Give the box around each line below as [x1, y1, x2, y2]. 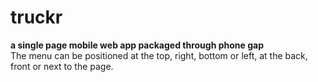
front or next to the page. [10, 60, 114, 72]
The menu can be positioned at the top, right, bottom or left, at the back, [10, 49, 308, 61]
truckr [10, 6, 63, 29]
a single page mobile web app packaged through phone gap [10, 39, 265, 51]
